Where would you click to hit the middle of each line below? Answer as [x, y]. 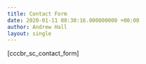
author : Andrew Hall [38, 27]
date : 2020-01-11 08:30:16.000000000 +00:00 [73, 20]
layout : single [29, 33]
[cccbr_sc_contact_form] [43, 53]
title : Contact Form [38, 14]
